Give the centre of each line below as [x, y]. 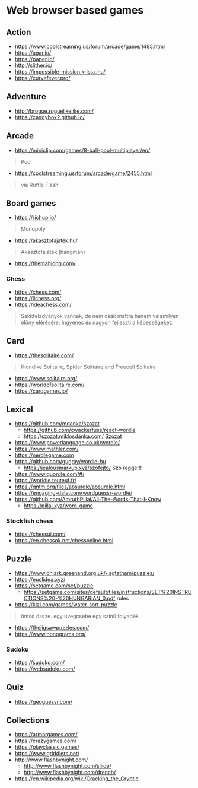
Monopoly [33, 229]
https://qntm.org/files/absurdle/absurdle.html [70, 487]
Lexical [20, 409]
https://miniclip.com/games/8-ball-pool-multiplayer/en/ [82, 150]
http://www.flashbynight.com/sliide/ [67, 766]
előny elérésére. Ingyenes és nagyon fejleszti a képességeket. [97, 322]
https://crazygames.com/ [46, 741]
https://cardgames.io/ [41, 391]
